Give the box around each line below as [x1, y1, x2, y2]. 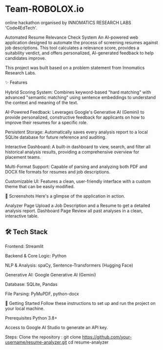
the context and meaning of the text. [5, 100, 79, 105]
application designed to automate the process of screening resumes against [5, 39, 158, 45]
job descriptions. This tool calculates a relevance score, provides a [5, 45, 140, 50]
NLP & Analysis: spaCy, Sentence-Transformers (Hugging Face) [5, 262, 133, 268]
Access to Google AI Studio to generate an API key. [5, 325, 108, 330]
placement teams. [5, 154, 41, 160]
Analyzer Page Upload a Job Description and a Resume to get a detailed [5, 202, 150, 208]
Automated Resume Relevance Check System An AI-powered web [5, 34, 139, 40]
